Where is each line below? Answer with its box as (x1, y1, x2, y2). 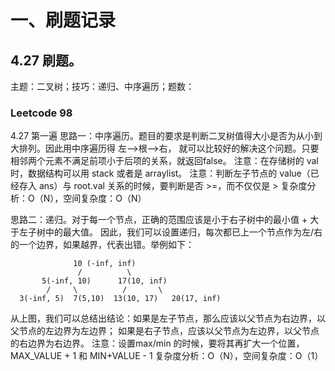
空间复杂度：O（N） (63, 192, 147, 205)
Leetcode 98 (10, 106, 73, 120)
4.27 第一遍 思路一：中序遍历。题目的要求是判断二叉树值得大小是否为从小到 (10, 130, 323, 142)
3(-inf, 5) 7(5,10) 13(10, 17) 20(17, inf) (19, 294, 222, 304)
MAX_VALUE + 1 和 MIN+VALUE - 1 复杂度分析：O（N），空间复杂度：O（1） (10, 350, 324, 362)
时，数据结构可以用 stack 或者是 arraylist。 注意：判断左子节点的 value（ (10, 167, 311, 180)
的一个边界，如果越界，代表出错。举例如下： (10, 239, 195, 251)
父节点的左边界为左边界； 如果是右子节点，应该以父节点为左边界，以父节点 (10, 325, 320, 337)
